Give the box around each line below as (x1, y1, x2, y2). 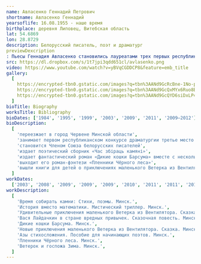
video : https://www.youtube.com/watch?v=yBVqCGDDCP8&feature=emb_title (6, 64, 188, 71)
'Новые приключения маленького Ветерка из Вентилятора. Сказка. (17, 226, 181, 232)
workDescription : (6, 187, 50, 193)
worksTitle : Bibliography (6, 109, 71, 115)
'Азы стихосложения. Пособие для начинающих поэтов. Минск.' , (17, 232, 175, 238)
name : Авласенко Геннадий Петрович (6, 8, 95, 15)
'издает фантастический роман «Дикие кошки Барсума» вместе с (17, 154, 175, 160)
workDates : (6, 176, 33, 182)
